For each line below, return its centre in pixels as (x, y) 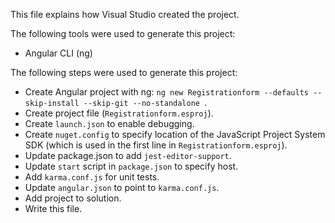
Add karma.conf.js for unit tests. (92, 177)
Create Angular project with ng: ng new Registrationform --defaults (166, 92)
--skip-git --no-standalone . (145, 102)
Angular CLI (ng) (58, 53)
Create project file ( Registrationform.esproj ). (119, 113)
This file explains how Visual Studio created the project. (125, 14)
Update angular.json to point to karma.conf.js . (122, 187)
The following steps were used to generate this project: (124, 72)
